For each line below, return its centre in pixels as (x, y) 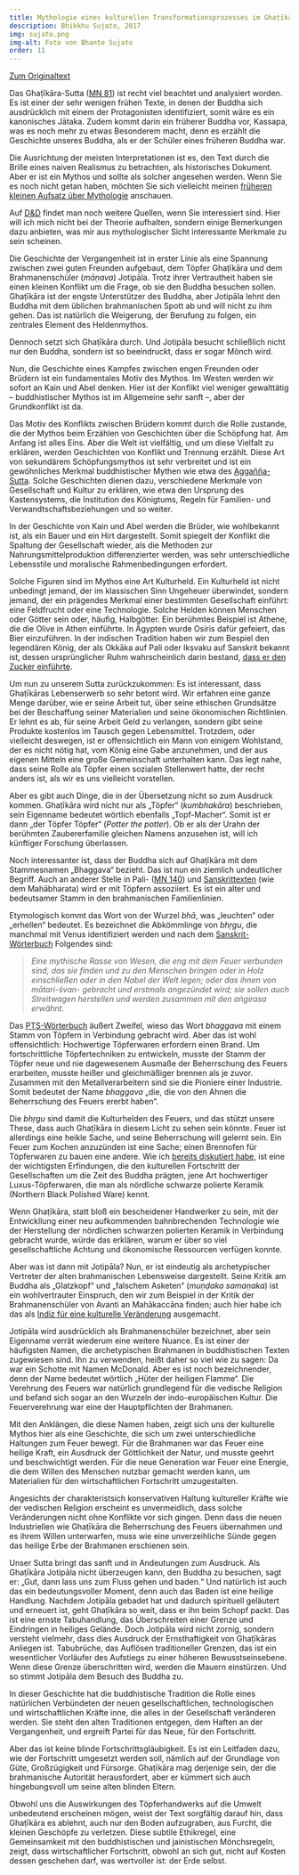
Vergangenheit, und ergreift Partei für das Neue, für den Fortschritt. (133, 1732)
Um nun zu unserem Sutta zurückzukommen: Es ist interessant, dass (135, 684)
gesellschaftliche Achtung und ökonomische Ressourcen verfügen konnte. (146, 1250)
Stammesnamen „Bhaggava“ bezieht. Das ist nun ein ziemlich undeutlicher (146, 870)
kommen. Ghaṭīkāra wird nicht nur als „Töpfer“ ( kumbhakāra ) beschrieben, (146, 805)
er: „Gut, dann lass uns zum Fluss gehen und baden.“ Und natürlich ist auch (148, 1582)
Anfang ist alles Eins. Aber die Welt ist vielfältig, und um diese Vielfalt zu (141, 443)
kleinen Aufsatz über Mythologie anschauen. (91, 196)
